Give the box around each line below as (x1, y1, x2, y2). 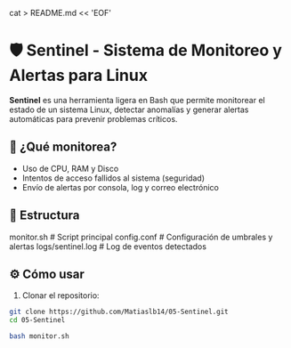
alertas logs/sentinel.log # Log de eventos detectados (9, 240, 207, 252)
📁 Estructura (9, 208, 80, 223)
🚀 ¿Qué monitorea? (9, 140, 117, 155)
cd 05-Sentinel (9, 316, 66, 325)
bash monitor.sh (9, 332, 69, 341)
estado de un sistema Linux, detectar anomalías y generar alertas (9, 104, 249, 115)
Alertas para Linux (9, 66, 149, 85)
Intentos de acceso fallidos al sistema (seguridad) (21, 173, 206, 183)
